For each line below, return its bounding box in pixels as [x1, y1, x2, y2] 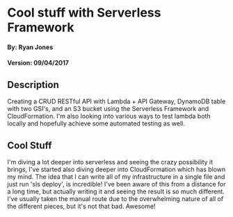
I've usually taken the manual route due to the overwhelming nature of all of [7, 195, 224, 202]
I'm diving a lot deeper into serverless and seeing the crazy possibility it [7, 158, 214, 166]
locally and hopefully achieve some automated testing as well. [7, 119, 186, 128]
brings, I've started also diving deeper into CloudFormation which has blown [7, 165, 226, 173]
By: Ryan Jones [7, 43, 54, 51]
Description [7, 78, 59, 91]
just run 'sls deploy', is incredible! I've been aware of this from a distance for [7, 180, 226, 188]
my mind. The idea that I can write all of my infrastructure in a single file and [7, 173, 225, 181]
